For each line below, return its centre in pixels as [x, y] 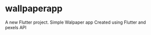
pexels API [16, 27]
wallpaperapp [34, 9]
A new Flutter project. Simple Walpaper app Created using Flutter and [75, 22]
